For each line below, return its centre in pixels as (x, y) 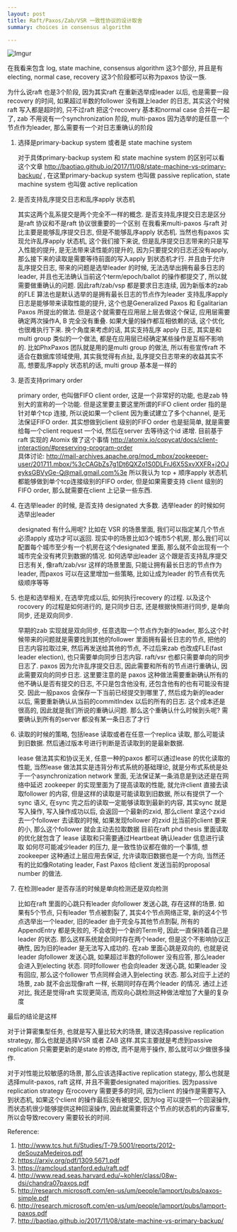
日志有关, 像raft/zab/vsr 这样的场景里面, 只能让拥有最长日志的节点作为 (120, 565)
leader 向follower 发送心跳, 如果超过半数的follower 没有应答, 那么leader (121, 957)
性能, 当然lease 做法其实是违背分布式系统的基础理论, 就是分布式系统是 (120, 767)
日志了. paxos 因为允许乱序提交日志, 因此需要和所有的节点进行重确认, (118, 666)
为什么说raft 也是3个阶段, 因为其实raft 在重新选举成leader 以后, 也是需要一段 (118, 92)
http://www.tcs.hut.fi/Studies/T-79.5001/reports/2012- (96, 1145)
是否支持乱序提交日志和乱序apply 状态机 (76, 199)
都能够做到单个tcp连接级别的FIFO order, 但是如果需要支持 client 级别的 (120, 482)
